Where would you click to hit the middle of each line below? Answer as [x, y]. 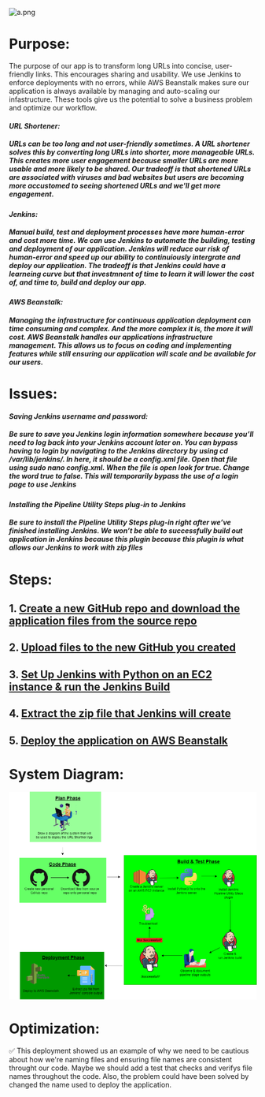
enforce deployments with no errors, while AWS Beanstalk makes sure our [129, 82]
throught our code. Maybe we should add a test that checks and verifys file [131, 1068]
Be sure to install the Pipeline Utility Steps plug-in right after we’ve [120, 522]
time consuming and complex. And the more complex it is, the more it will [131, 329]
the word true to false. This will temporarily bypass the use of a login [124, 476]
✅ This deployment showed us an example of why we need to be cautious [129, 1050]
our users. [26, 362]
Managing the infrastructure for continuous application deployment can [130, 320]
